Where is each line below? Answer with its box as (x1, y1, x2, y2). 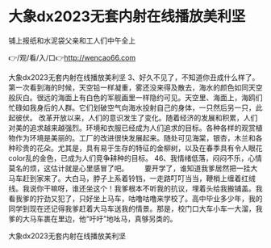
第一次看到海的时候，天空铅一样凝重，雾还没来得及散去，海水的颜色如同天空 (8, 82, 263, 92)
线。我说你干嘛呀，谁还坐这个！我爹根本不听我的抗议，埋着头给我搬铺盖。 (8, 183, 256, 193)
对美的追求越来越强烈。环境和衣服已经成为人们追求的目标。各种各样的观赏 (8, 123, 256, 132)
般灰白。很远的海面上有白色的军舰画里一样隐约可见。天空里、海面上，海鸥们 (8, 92, 263, 102)
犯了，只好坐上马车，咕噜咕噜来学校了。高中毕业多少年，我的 (57, 193, 263, 203)
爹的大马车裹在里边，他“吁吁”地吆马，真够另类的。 (8, 213, 177, 223)
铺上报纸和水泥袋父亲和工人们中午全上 (8, 36, 135, 45)
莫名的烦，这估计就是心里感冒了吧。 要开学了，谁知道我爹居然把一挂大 (8, 163, 258, 173)
